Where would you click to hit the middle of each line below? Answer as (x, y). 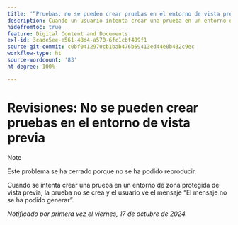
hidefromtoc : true (34, 27)
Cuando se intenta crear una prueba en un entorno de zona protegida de (113, 185)
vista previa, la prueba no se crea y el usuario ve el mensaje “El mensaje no (117, 192)
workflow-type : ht (34, 54)
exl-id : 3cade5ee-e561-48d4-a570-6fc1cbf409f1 (77, 40)
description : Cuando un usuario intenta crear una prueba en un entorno (117, 21)
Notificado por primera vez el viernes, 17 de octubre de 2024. (97, 214)
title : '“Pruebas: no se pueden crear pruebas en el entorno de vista (114, 14)
